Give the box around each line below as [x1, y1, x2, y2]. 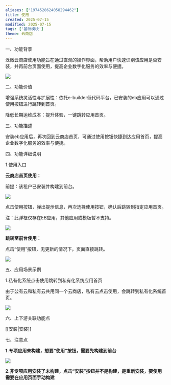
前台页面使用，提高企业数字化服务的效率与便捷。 [22, 63, 126, 69]
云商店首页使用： [5, 172, 41, 178]
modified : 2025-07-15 [5, 21, 52, 27]
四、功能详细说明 [5, 151, 41, 156]
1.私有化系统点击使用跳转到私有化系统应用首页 [5, 277, 103, 283]
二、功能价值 [5, 84, 32, 89]
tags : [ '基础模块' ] [5, 27, 44, 32]
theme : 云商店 [5, 31, 33, 36]
